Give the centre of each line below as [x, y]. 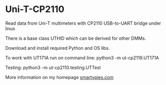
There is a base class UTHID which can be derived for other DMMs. [76, 38]
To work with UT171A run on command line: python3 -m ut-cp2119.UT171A [82, 58]
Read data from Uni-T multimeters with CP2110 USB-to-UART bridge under [83, 23]
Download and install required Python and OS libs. [57, 48]
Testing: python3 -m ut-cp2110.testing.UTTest [53, 67]
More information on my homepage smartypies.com [59, 77]
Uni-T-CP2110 [35, 9]
